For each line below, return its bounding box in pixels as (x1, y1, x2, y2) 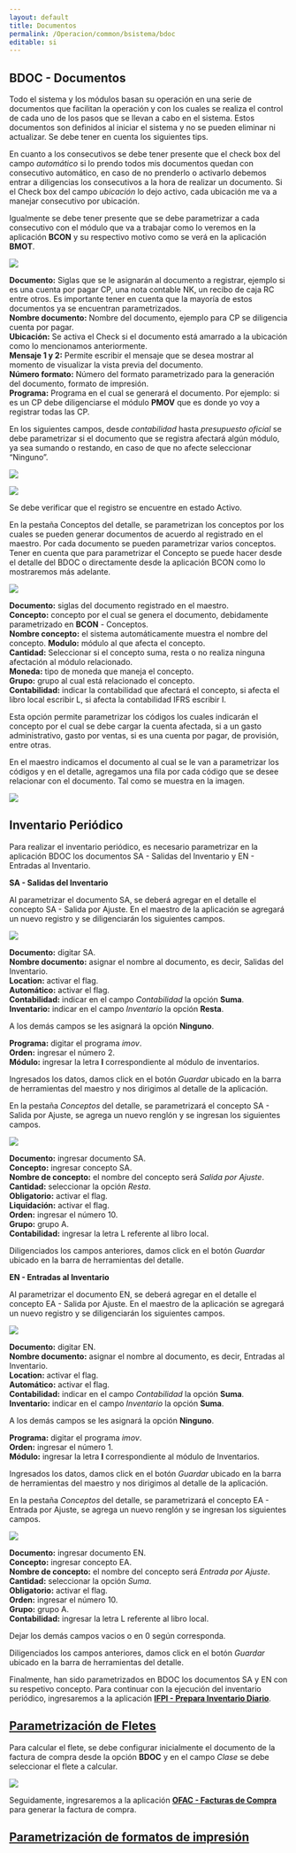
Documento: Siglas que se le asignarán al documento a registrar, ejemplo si (9, 275, 285, 286)
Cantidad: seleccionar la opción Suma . (9, 1575, 152, 1586)
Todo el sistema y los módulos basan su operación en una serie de (9, 94, 252, 104)
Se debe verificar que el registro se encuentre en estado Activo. (9, 502, 243, 513)
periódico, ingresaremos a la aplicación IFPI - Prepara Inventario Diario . (9, 1693, 272, 1703)
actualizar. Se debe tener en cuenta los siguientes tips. (9, 132, 209, 143)
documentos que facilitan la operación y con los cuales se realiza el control (9, 104, 284, 114)
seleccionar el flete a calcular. (9, 1761, 118, 1772)
